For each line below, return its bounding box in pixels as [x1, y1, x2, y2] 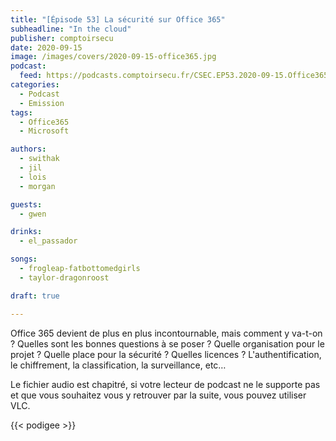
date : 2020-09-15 [10, 42, 83, 53]
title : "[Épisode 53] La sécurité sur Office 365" [10, 14, 226, 25]
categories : [10, 80, 60, 90]
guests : [10, 199, 43, 210]
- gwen [19, 209, 47, 219]
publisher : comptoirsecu [10, 33, 114, 43]
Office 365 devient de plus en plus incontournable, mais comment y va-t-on [10, 327, 323, 339]
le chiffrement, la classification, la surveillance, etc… [10, 359, 227, 371]
